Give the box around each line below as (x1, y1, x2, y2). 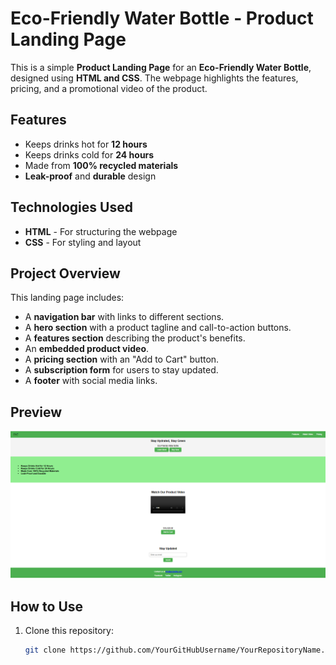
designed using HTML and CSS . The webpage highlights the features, (10, 72, 299, 84)
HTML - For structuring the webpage (24, 225, 178, 237)
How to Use (10, 598, 84, 615)
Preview (10, 403, 63, 421)
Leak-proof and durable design (24, 170, 157, 182)
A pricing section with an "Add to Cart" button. (24, 353, 220, 366)
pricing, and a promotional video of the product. (10, 82, 208, 94)
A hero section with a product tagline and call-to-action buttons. (24, 322, 292, 334)
